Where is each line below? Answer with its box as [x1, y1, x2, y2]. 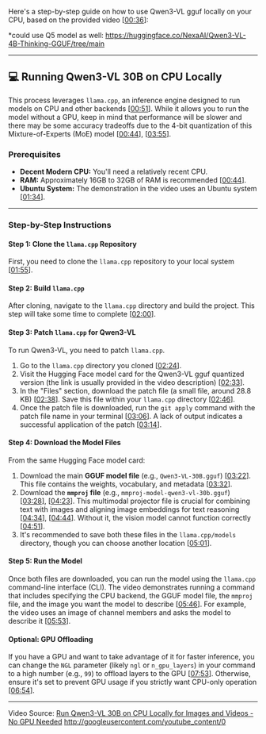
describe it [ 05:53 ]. [8, 617, 71, 626]
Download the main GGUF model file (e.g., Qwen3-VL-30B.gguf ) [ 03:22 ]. [19, 471, 252, 480]
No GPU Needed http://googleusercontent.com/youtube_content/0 [8, 717, 226, 727]
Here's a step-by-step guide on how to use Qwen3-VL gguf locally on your [8, 7, 252, 16]
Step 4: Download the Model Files [8, 438, 121, 448]
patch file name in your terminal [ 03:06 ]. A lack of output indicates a [19, 411, 243, 421]
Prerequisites [8, 148, 61, 159]
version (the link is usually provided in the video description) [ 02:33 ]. [19, 377, 245, 387]
